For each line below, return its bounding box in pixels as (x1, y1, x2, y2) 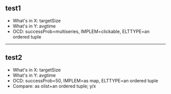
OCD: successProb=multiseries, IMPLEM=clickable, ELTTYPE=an (12, 28, 150, 35)
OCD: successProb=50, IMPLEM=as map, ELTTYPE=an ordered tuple (12, 77, 159, 83)
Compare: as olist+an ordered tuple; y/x (12, 83, 96, 89)
